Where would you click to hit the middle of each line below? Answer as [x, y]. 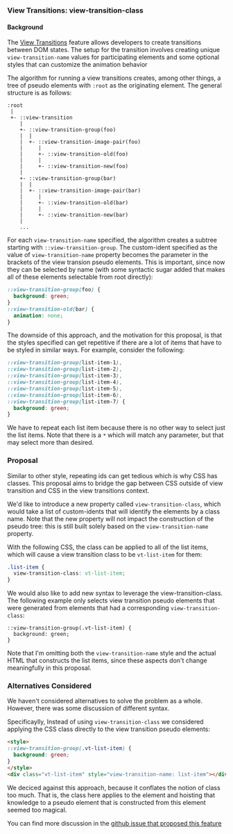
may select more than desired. [51, 443]
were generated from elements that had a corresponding [88, 608]
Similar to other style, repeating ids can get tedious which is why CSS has [112, 475]
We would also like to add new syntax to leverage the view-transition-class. [115, 594]
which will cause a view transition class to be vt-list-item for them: [105, 554]
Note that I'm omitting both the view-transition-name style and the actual [112, 653]
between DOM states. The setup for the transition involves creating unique [114, 50]
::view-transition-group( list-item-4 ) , [65, 382]
